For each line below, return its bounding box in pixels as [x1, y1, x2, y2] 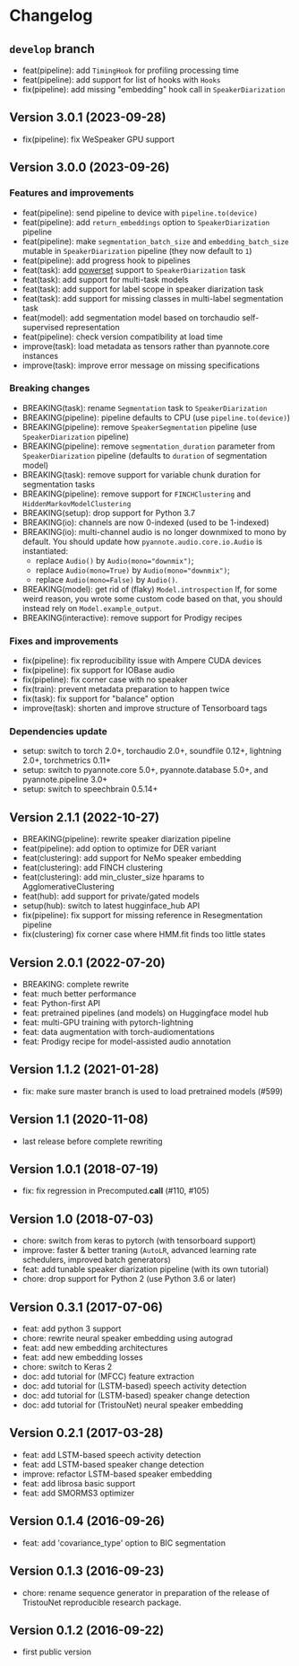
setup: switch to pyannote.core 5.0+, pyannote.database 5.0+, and [21, 765, 269, 776]
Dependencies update [9, 725, 107, 738]
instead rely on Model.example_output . [21, 602, 163, 613]
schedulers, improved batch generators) [21, 1254, 172, 1266]
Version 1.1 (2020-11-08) [9, 1112, 149, 1127]
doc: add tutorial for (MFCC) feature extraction [21, 1371, 195, 1382]
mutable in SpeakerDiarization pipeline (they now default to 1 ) [21, 245, 252, 256]
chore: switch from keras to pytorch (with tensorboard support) [21, 1235, 257, 1246]
